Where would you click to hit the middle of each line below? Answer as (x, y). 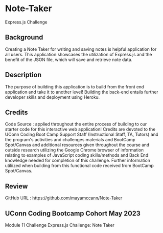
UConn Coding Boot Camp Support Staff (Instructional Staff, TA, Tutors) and (82, 134)
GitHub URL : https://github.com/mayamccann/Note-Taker (64, 198)
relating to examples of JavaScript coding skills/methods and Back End (77, 155)
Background (24, 37)
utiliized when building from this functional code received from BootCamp (80, 166)
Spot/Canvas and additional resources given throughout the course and (77, 145)
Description (23, 75)
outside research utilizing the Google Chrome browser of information (74, 150)
